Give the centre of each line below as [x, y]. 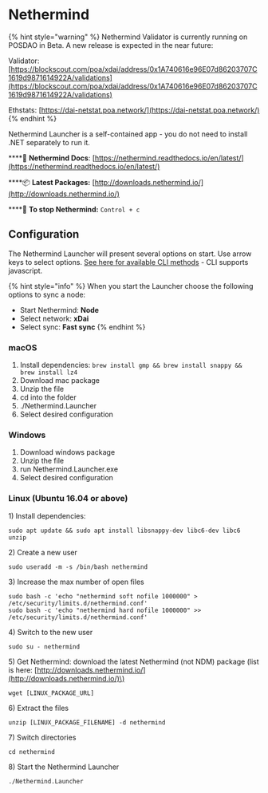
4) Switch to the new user [51, 632]
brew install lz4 [49, 373]
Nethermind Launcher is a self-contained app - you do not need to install [128, 134]
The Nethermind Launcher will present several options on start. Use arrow [130, 254]
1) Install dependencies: [47, 515]
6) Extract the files [39, 708]
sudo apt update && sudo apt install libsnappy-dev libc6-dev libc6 [124, 531]
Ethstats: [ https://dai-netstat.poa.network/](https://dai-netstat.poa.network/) [134, 110]
